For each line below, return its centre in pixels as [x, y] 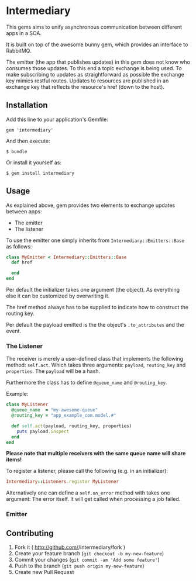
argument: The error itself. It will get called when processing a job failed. [93, 499]
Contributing [30, 533]
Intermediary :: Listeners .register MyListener [62, 482]
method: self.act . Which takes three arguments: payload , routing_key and [96, 365]
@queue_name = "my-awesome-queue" [55, 410]
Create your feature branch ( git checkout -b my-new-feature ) [89, 554]
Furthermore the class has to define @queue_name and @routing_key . [87, 383]
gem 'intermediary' [30, 130]
